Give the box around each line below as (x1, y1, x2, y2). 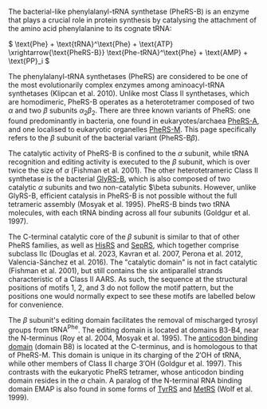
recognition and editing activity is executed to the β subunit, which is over (8, 157, 251, 166)
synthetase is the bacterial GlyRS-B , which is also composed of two (8, 173, 231, 183)
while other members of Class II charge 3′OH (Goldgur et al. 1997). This (8, 359, 242, 368)
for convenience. (8, 300, 64, 309)
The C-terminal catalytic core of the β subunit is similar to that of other (8, 232, 241, 241)
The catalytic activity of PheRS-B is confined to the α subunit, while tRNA (8, 148, 249, 158)
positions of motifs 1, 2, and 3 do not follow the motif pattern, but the (8, 283, 234, 292)
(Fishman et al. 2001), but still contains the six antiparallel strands (8, 265, 223, 275)
